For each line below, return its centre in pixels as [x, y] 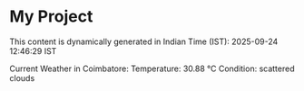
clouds [22, 77]
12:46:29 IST [33, 50]
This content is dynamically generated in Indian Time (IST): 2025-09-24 [144, 41]
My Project [51, 17]
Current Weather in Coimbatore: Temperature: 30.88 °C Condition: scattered [152, 68]
